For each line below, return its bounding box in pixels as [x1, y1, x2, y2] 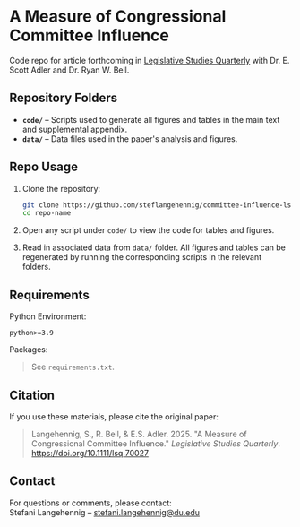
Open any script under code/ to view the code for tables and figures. [21, 225, 275, 236]
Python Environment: [9, 311, 87, 322]
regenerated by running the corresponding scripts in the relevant [21, 252, 262, 263]
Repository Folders [9, 91, 118, 106]
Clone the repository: [21, 183, 101, 194]
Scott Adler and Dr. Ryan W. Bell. [9, 65, 130, 75]
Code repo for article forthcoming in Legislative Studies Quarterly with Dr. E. [9, 55, 290, 65]
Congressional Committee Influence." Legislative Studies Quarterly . [30, 437, 280, 449]
